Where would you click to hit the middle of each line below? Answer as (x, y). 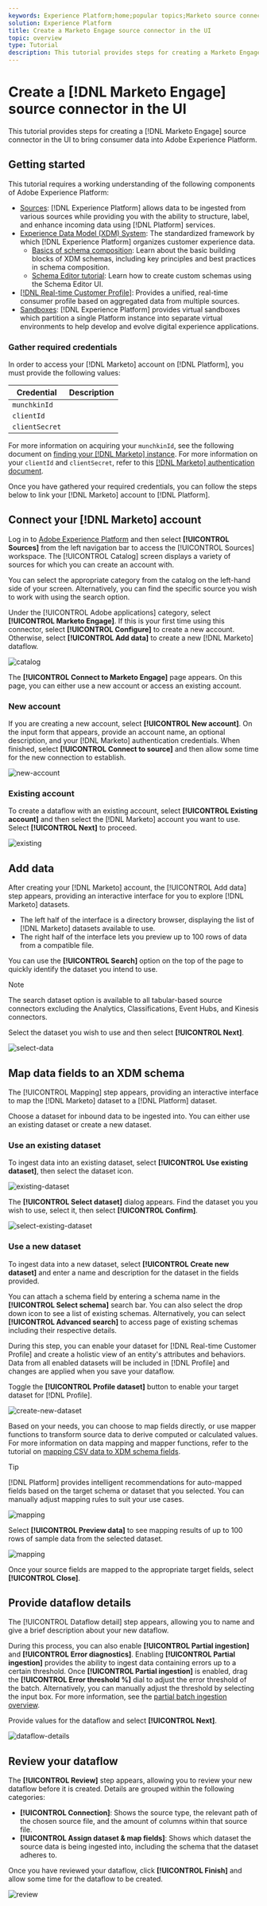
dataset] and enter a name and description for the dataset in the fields (124, 1272)
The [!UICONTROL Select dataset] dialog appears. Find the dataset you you (133, 1202)
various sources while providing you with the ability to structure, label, (135, 216)
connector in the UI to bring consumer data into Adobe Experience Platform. (133, 140)
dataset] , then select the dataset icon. (71, 1171)
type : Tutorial (33, 45)
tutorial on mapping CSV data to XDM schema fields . (95, 1451)
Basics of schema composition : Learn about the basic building (133, 250)
